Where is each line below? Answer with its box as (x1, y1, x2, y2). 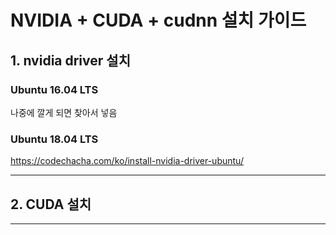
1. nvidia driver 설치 (10, 52, 131, 69)
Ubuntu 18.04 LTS (10, 132, 99, 146)
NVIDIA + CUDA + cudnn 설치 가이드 (10, 9, 307, 32)
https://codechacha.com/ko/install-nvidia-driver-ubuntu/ (10, 155, 244, 167)
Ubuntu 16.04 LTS (10, 82, 99, 96)
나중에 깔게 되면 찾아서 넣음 (10, 106, 118, 118)
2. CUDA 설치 (10, 196, 92, 213)
